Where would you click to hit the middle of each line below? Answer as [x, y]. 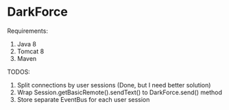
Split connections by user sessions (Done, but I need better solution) [114, 85]
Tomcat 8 [31, 51]
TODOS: [19, 72]
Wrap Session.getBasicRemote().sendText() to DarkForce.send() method [120, 92]
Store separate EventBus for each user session [83, 99]
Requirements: [27, 31]
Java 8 [26, 44]
